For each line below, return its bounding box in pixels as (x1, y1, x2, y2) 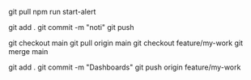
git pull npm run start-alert (8, 7, 96, 16)
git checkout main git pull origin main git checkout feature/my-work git (8, 38, 243, 48)
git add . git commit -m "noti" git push (8, 23, 135, 32)
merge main (8, 47, 49, 56)
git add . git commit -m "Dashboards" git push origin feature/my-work (8, 62, 241, 72)
